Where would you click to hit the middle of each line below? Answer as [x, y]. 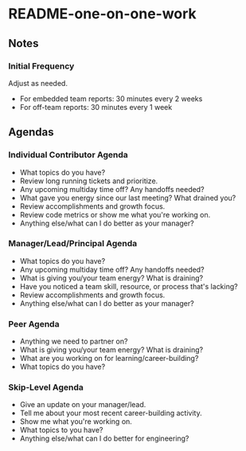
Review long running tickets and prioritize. [89, 181]
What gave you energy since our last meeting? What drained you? [128, 198]
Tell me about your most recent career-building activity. [111, 413]
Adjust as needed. [38, 83]
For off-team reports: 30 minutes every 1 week [96, 107]
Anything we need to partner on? [74, 341]
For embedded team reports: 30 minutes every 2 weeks [111, 98]
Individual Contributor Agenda [68, 155]
